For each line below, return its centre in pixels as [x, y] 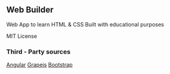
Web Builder [30, 10]
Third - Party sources [39, 52]
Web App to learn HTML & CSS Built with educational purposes [85, 24]
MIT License [22, 36]
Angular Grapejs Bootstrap [39, 65]
